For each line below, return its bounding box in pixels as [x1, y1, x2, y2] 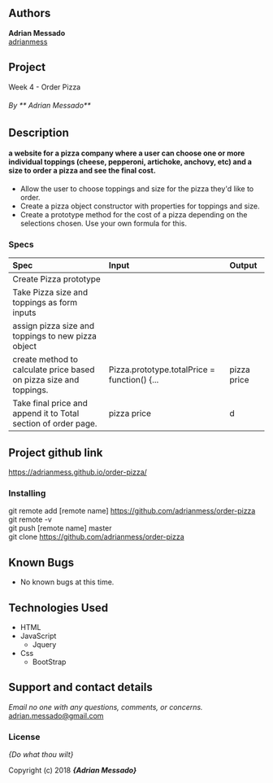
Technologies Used [8, 601, 108, 615]
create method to [12, 354, 79, 365]
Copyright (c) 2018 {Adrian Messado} [8, 765, 137, 776]
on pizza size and [12, 374, 80, 386]
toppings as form [12, 297, 78, 308]
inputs [12, 307, 37, 318]
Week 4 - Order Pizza [8, 81, 81, 92]
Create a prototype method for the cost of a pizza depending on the [19, 210, 248, 220]
